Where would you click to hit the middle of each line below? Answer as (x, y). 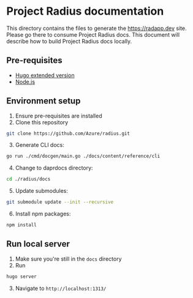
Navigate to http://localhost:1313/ (61, 288)
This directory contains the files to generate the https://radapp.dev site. (96, 28)
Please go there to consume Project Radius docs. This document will (93, 34)
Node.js (25, 81)
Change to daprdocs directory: (54, 168)
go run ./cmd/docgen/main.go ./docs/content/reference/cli (83, 156)
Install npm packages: (43, 214)
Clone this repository (42, 122)
